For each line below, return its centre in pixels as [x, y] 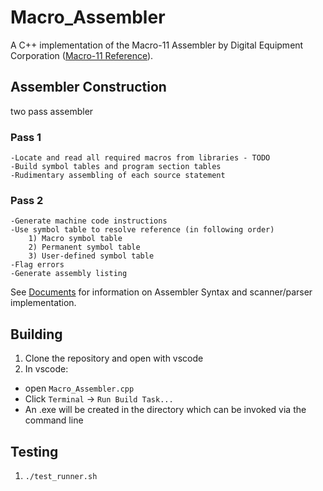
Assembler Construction [88, 87]
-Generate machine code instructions [89, 221]
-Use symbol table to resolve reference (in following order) [142, 230]
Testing [34, 451]
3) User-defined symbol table [91, 256]
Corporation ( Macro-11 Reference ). [82, 55]
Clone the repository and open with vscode [114, 358]
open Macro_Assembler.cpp [79, 388]
